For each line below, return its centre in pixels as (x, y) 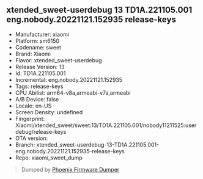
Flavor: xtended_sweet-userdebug (58, 60)
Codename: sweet (38, 47)
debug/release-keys (41, 131)
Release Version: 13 (40, 67)
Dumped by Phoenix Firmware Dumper (70, 169)
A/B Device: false (37, 99)
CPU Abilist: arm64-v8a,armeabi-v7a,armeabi (73, 93)
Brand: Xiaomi (33, 54)
